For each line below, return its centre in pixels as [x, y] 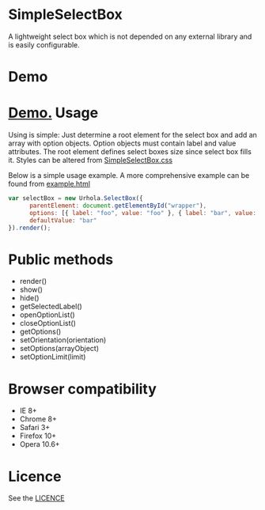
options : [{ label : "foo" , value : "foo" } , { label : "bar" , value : [143, 213]
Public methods [61, 259]
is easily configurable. [44, 44]
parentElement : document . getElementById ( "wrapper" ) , [118, 206]
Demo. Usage [53, 113]
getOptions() [40, 332]
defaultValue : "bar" [63, 220]
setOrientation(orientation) [63, 340]
